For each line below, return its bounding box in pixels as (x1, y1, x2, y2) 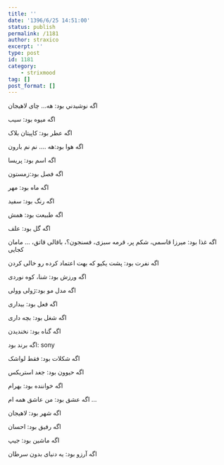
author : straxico (8, 37, 59, 44)
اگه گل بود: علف (8, 224, 51, 233)
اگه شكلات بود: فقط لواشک (8, 355, 80, 363)
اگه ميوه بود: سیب (8, 115, 56, 124)
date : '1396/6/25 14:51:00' (8, 17, 91, 24)
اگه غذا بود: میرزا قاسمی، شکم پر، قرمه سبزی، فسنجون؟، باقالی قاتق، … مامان (8, 238, 217, 246)
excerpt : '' (8, 43, 43, 50)
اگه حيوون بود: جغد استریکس (8, 368, 85, 376)
